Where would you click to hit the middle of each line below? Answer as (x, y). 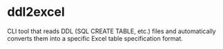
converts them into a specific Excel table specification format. (95, 38)
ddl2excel (36, 12)
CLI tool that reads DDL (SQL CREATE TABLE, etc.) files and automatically (111, 31)
